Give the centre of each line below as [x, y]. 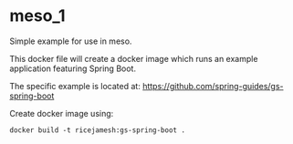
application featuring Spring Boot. [73, 68]
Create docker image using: [62, 113]
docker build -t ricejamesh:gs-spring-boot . [97, 130]
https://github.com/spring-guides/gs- [213, 86]
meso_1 [37, 16]
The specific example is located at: [75, 86]
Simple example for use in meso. [71, 41]
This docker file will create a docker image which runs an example [134, 58]
